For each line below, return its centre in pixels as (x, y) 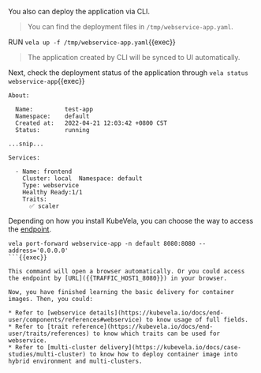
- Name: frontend (44, 171)
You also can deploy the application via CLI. (79, 11)
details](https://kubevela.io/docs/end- (157, 313)
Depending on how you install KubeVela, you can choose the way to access (131, 221)
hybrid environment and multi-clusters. (76, 361)
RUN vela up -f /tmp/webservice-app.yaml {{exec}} (92, 42)
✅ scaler (44, 206)
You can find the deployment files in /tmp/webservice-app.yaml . (130, 26)
